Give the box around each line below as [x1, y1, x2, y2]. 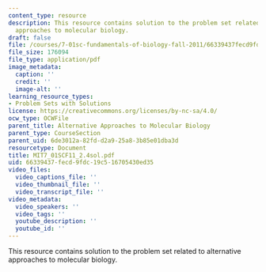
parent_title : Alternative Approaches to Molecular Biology [8, 122, 211, 130]
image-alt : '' [15, 85, 62, 93]
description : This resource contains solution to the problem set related [8, 19, 260, 27]
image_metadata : [8, 63, 62, 71]
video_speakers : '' [15, 202, 80, 210]
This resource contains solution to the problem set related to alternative [8, 247, 241, 255]
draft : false [8, 33, 51, 42]
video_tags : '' [15, 210, 66, 218]
